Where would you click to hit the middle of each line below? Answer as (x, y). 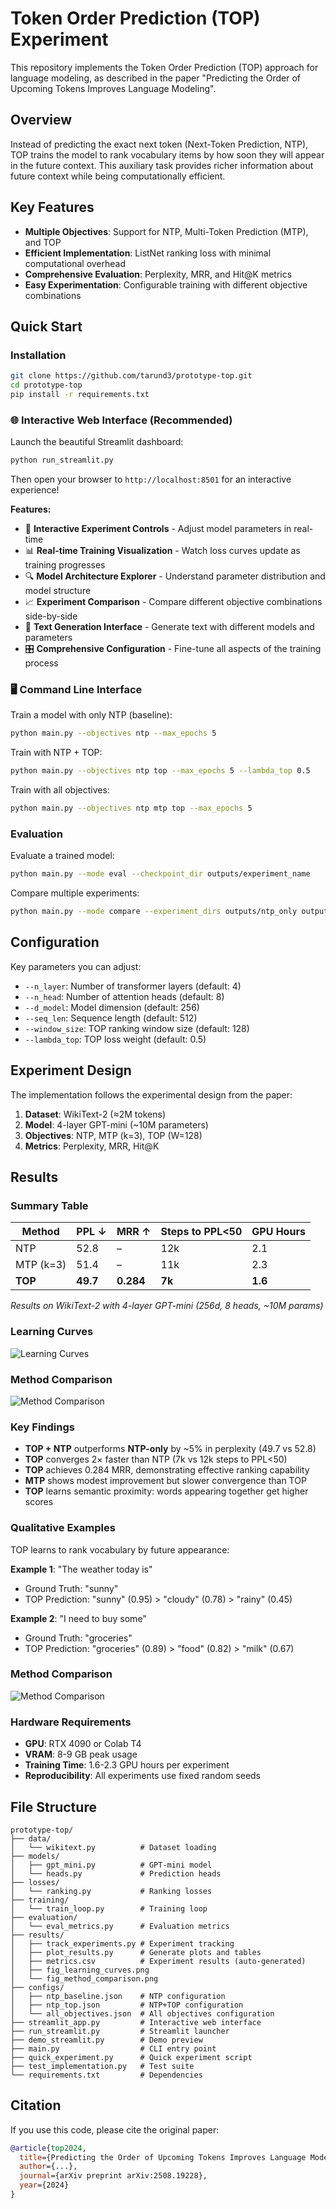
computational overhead (75, 263)
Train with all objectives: (60, 790)
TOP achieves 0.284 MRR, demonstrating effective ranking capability (167, 1470)
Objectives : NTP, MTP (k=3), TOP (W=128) (113, 1135)
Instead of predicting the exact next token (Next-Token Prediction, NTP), (159, 144)
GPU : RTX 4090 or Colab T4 (83, 1744)
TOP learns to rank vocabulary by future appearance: (120, 1549)
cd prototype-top (46, 385)
